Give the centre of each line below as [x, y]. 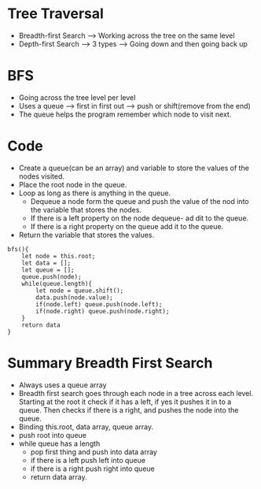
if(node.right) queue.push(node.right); [103, 311]
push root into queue [53, 435]
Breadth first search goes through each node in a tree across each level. [136, 393]
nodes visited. [41, 176]
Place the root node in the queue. [73, 184]
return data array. [59, 476]
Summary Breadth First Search [110, 363]
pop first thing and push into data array [94, 452]
